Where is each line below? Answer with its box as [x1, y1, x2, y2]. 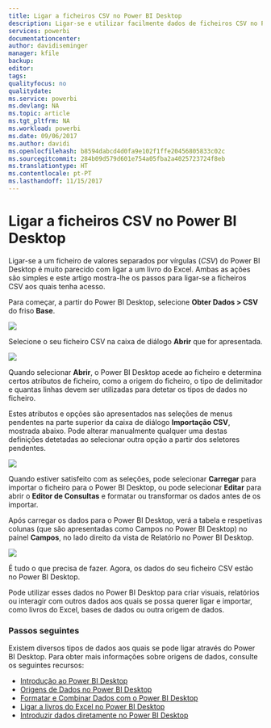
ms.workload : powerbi [8, 124, 81, 133]
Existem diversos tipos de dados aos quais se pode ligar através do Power [8, 643, 256, 653]
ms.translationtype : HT [8, 162, 89, 170]
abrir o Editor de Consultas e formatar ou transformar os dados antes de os [8, 490, 261, 501]
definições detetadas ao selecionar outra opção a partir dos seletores [8, 434, 240, 444]
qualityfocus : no [8, 79, 67, 87]
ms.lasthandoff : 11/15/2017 [8, 177, 103, 186]
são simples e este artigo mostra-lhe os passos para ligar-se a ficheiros [8, 272, 247, 283]
